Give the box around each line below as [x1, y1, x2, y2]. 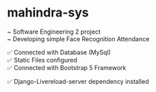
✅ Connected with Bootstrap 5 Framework [7, 63, 127, 71]
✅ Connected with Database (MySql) [7, 48, 112, 56]
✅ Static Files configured [7, 56, 77, 64]
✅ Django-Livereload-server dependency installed [7, 77, 149, 85]
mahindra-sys [7, 5, 89, 21]
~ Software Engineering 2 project [7, 27, 101, 36]
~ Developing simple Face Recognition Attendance [7, 34, 150, 43]
